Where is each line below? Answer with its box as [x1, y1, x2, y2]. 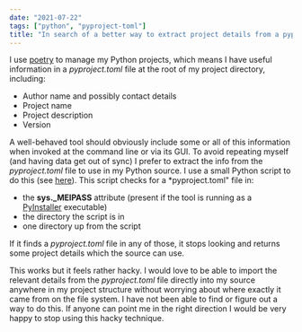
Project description [22, 109, 93, 121]
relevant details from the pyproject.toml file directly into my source [9, 275, 256, 285]
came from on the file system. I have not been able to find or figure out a [9, 293, 279, 305]
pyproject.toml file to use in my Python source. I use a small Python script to [9, 165, 291, 176]
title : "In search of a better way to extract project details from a [9, 30, 280, 39]
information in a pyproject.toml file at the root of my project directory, [9, 64, 266, 74]
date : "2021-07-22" [9, 13, 83, 22]
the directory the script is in [22, 212, 125, 223]
